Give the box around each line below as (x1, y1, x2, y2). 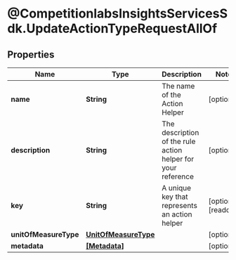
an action (161, 209, 192, 219)
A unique (161, 183, 192, 193)
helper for (161, 154, 195, 164)
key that (161, 192, 188, 202)
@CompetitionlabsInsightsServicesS (7, 6, 228, 22)
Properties (7, 48, 55, 60)
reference (161, 171, 195, 181)
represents (161, 201, 198, 210)
